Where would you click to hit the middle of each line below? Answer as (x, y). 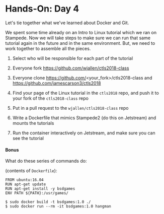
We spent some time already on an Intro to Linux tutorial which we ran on (81, 32)
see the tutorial (28, 138)
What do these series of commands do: (46, 161)
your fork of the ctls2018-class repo (51, 98)
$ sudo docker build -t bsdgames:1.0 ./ (48, 202)
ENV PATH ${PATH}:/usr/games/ (37, 193)
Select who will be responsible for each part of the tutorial (73, 58)
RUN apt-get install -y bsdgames (40, 189)
